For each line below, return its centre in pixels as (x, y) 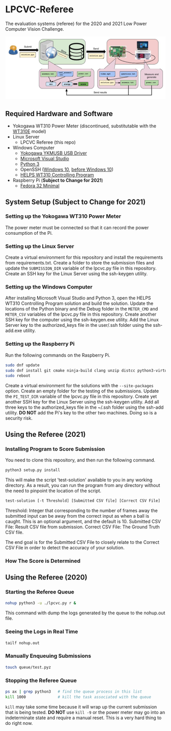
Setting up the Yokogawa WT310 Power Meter (63, 216)
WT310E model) (30, 131)
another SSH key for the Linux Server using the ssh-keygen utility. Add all (82, 402)
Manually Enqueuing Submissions (48, 656)
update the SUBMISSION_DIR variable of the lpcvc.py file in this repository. (81, 268)
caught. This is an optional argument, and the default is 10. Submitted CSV (83, 521)
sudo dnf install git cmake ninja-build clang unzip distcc (70, 370)
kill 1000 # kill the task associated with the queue (78, 697)
